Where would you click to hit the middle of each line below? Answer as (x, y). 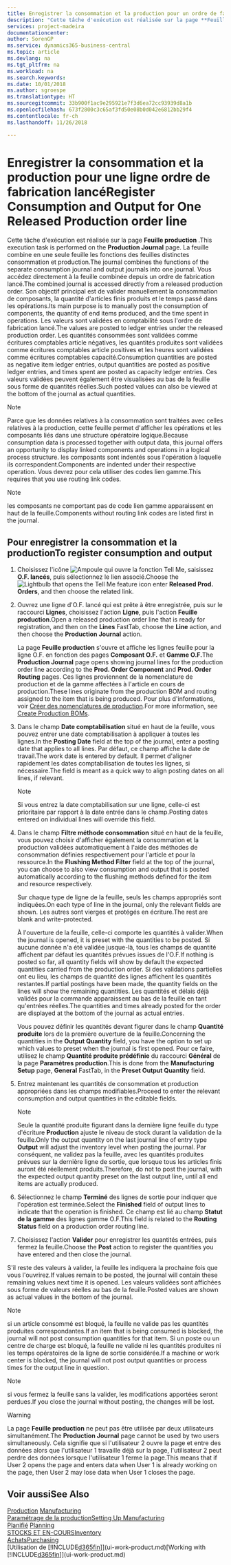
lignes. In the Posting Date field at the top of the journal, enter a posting (118, 741)
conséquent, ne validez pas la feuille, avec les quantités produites (110, 1154)
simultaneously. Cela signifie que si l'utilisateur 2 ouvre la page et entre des (114, 1443)
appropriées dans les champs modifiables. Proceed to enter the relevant (119, 1091)
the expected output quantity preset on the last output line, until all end (118, 1176)
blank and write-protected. (55, 919)
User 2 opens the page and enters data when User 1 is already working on (112, 1465)
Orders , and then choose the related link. (75, 592)
